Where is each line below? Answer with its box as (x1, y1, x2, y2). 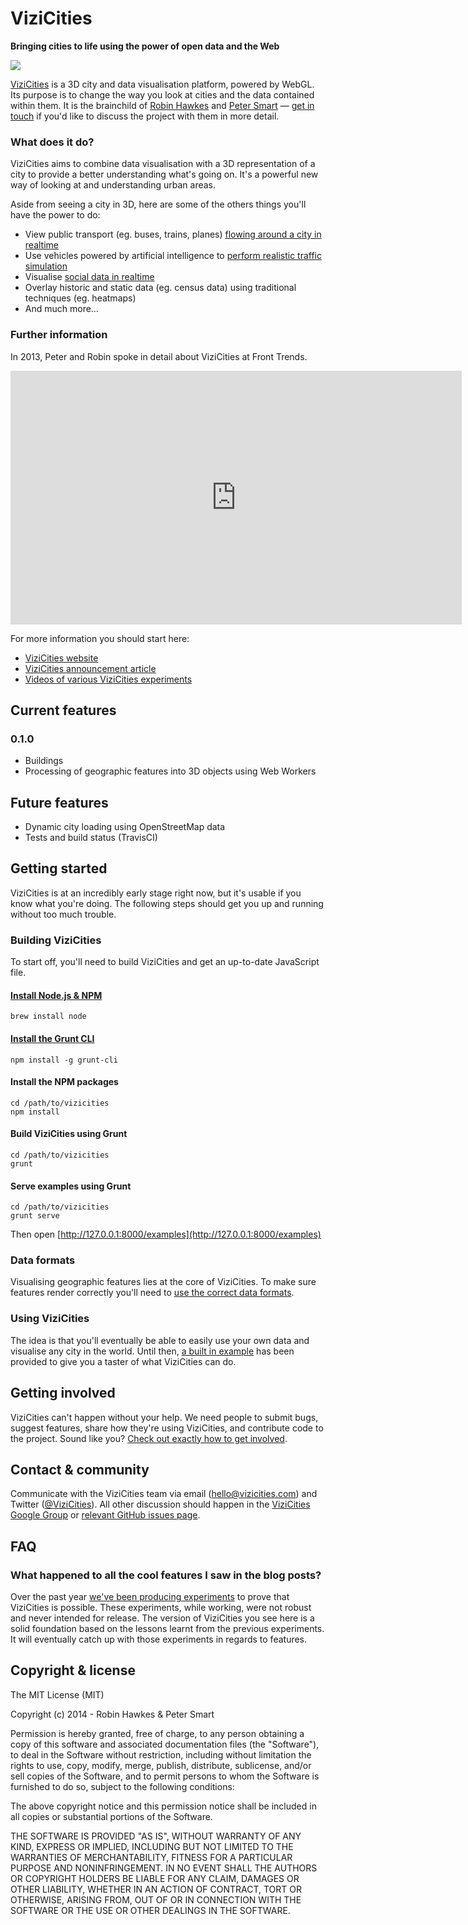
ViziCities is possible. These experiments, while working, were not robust (10, 1602, 312, 1614)
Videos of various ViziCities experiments (24, 673, 193, 685)
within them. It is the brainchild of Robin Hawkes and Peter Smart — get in (10, 99, 315, 111)
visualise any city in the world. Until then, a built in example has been (10, 1345, 295, 1357)
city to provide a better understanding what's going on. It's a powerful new (10, 168, 319, 181)
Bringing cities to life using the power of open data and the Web (10, 40, 280, 52)
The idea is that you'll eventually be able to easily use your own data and (10, 1334, 310, 1346)
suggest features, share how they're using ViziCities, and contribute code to (10, 1422, 324, 1434)
